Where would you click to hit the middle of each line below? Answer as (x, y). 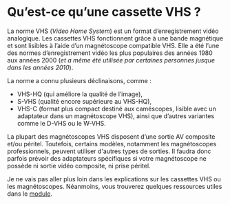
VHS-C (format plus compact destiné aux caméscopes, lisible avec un (117, 109)
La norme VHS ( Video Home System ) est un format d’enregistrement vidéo (113, 31)
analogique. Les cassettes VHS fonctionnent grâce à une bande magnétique (115, 38)
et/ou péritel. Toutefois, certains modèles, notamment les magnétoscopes (112, 144)
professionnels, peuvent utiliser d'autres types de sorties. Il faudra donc (109, 151)
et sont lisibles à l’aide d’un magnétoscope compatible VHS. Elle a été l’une (113, 45)
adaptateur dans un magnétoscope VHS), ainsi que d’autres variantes (116, 116)
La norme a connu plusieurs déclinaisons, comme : (79, 80)
